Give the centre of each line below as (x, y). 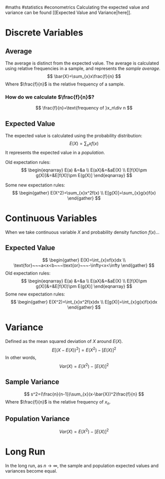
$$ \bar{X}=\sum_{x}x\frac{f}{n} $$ (84, 76)
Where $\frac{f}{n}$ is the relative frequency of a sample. (65, 84)
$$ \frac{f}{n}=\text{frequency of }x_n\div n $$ (84, 108)
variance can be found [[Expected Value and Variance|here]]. (68, 12)
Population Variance (37, 419)
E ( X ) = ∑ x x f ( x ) (84, 144)
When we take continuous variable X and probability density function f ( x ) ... (82, 232)
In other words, (21, 357)
